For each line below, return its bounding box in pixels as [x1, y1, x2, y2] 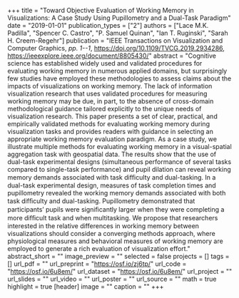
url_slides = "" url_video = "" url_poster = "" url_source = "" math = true [7, 274, 217, 283]
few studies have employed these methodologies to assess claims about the [7, 74, 232, 83]
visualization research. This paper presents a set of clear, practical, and [7, 112, 218, 120]
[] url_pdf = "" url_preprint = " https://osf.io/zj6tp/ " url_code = [7, 260, 187, 268]
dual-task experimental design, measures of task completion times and [7, 181, 216, 190]
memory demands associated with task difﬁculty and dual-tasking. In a [7, 173, 216, 181]
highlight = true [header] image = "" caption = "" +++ [7, 282, 164, 291]
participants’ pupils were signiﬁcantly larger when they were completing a [7, 205, 225, 213]
